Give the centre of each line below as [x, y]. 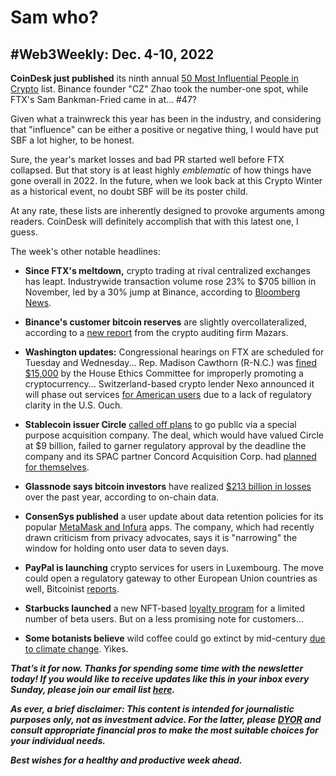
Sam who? [54, 17]
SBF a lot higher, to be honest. [72, 140]
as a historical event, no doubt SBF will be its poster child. [129, 191]
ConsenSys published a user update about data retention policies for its [174, 516]
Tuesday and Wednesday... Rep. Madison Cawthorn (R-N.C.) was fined [170, 362]
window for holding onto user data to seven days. [127, 548]
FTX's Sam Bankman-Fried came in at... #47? [103, 99]
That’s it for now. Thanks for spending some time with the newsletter [157, 668]
